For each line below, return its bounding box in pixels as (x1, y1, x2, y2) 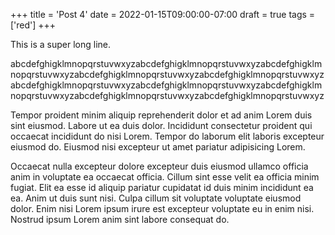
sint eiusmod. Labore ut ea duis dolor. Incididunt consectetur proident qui (10, 120, 313, 131)
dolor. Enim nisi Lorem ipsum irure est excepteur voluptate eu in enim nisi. (10, 203, 315, 214)
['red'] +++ (10, 19, 57, 31)
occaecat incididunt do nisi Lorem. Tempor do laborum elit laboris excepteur (10, 130, 325, 142)
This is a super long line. (10, 39, 111, 50)
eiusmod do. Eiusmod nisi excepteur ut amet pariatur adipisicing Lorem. (10, 141, 306, 153)
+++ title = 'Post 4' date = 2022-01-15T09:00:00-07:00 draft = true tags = (10, 9, 316, 20)
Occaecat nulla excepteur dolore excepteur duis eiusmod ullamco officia (10, 160, 309, 172)
